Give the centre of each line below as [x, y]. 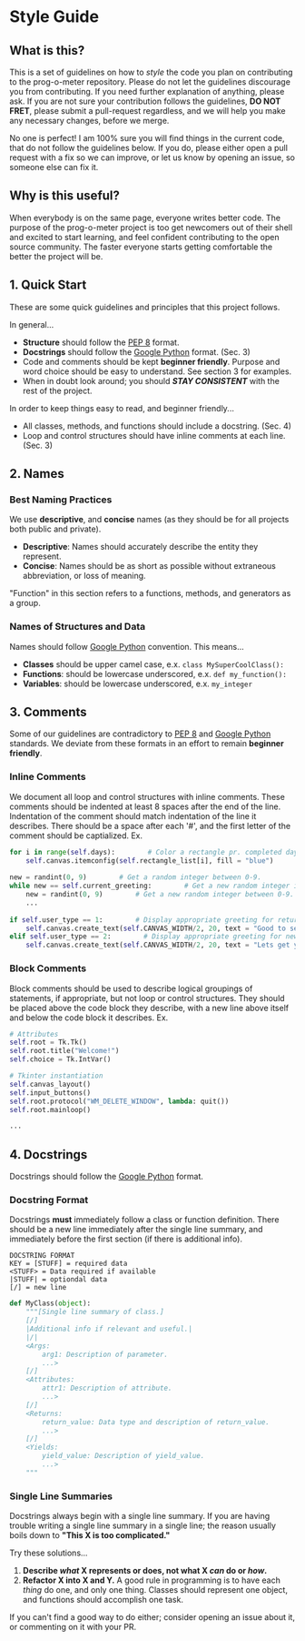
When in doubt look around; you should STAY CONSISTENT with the [151, 380]
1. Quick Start [48, 285]
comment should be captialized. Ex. [76, 836]
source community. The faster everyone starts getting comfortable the [141, 247]
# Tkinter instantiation [56, 1076]
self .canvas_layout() [50, 1084]
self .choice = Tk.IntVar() [60, 1059]
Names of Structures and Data [78, 627]
